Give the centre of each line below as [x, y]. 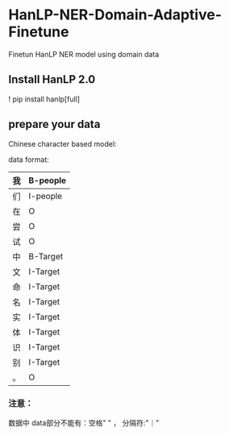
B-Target [46, 256]
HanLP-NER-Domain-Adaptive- [115, 15]
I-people [46, 196]
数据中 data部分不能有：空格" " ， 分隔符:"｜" [84, 423]
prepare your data [54, 124]
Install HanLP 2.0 [52, 79]
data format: [29, 159]
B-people [48, 180]
